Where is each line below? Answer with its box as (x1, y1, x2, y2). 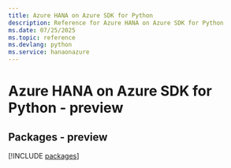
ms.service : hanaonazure (8, 48, 90, 56)
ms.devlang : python (8, 41, 73, 49)
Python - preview (8, 99, 124, 117)
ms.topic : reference (8, 33, 76, 42)
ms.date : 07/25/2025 (8, 26, 76, 34)
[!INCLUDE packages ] (8, 151, 80, 160)
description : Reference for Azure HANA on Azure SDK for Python (8, 19, 224, 27)
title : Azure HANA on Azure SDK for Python (8, 11, 154, 20)
